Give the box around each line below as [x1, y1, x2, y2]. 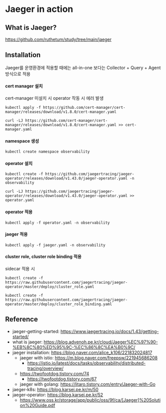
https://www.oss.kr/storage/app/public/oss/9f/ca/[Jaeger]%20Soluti [19, 397, 161, 403]
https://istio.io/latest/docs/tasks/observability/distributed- [27, 360, 146, 366]
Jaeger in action [5, 3, 74, 15]
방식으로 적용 [5, 71, 31, 77]
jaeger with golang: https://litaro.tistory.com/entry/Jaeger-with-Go [19, 381, 156, 387]
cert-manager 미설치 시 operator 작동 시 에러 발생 [5, 95, 104, 101]
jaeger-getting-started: [12, 328, 60, 334]
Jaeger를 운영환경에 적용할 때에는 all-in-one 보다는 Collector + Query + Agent [5, 65, 161, 71]
